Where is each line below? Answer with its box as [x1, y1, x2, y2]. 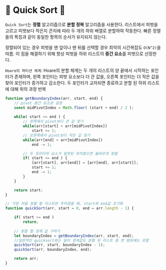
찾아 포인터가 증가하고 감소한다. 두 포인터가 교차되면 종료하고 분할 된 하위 [5, 79, 147, 86]
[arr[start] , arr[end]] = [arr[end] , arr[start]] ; [31, 160, 139, 165]
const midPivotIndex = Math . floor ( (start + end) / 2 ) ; [14, 105, 134, 110]
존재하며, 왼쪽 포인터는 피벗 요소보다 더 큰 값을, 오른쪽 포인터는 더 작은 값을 [14, 73, 160, 79]
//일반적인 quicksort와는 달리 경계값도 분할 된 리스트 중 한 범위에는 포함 [14, 238, 149, 243]
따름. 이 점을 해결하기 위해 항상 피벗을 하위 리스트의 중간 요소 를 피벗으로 [5, 51, 144, 57]
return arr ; [14, 256, 39, 261]
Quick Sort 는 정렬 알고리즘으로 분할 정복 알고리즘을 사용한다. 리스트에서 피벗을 [5, 21, 158, 27]
